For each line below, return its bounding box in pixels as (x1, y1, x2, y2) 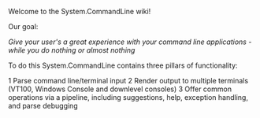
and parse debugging (8, 101, 78, 110)
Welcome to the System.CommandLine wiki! (8, 7, 151, 16)
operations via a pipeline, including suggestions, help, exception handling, (8, 93, 248, 101)
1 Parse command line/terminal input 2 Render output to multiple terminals (8, 76, 249, 85)
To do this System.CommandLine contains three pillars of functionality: (8, 61, 238, 70)
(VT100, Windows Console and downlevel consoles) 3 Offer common (8, 84, 232, 94)
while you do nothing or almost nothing (8, 46, 136, 54)
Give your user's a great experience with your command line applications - (8, 37, 252, 46)
